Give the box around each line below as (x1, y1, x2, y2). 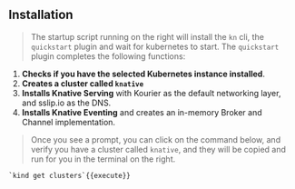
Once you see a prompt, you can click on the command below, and (30, 134, 281, 144)
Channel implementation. (21, 116, 115, 127)
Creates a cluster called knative (21, 77, 144, 89)
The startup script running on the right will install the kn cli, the (30, 31, 265, 42)
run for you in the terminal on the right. (30, 154, 176, 164)
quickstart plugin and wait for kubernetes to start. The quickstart (30, 41, 280, 52)
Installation (8, 7, 74, 23)
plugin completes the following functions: (30, 50, 186, 62)
